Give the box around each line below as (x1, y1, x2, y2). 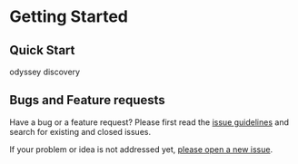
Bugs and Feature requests (9, 92, 165, 108)
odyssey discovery (9, 66, 80, 77)
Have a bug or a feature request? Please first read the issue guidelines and (9, 116, 289, 128)
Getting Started (9, 6, 129, 27)
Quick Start (9, 43, 75, 58)
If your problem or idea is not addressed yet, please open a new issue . (9, 143, 273, 155)
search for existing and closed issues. (9, 126, 152, 137)
